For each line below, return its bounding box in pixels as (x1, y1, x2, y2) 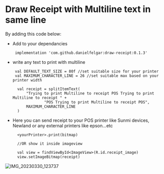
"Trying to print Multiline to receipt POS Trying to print (26, 91, 154, 96)
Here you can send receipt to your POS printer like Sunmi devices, (12, 117, 149, 123)
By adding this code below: (5, 31, 62, 37)
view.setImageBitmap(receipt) (17, 154, 80, 159)
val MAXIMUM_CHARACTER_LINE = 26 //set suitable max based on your (15, 73, 159, 78)
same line (5, 14, 47, 26)
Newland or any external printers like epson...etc (12, 122, 113, 129)
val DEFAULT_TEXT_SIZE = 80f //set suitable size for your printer (15, 69, 159, 74)
